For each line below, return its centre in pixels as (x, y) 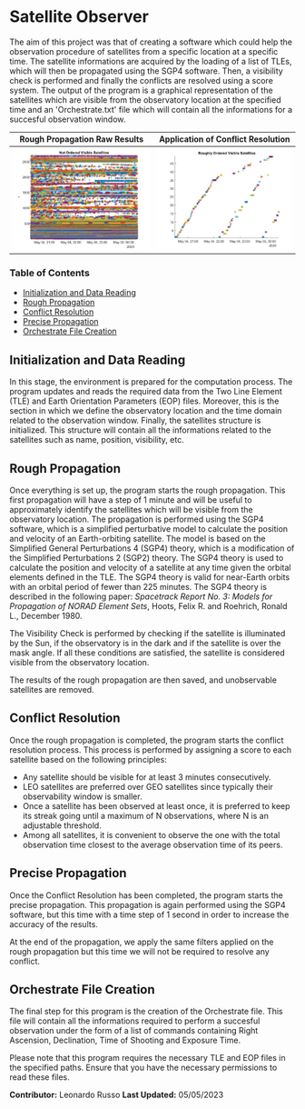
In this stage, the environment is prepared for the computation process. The (151, 382)
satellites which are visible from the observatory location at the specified (145, 100)
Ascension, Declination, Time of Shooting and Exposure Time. (125, 1040)
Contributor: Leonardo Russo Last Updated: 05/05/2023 (117, 1095)
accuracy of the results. (54, 924)
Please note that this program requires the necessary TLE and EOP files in (148, 1058)
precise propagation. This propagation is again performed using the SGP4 (148, 904)
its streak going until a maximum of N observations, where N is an (146, 815)
